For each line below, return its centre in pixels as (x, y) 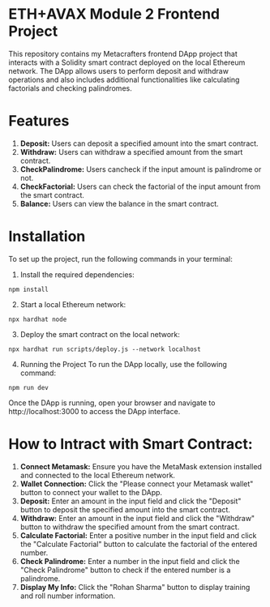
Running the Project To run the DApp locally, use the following (123, 364)
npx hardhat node (38, 319)
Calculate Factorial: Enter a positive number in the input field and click (138, 535)
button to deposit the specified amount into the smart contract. (125, 509)
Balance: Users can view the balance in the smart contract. (119, 203)
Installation (47, 237)
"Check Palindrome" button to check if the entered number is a (125, 570)
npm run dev (28, 387)
